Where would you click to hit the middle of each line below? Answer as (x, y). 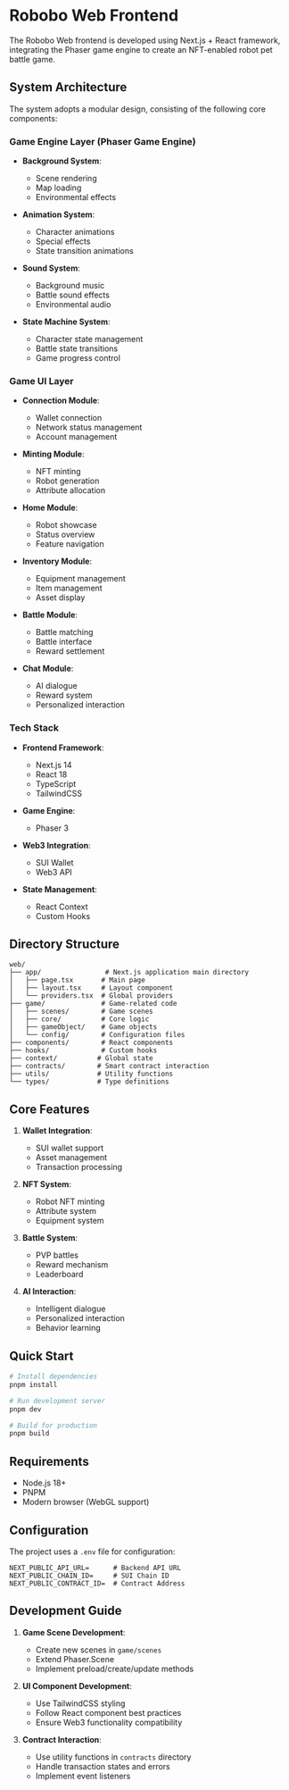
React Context (62, 907)
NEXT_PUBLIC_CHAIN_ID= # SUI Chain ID (89, 1576)
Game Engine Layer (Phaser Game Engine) (103, 141)
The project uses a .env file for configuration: (92, 1552)
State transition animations (84, 251)
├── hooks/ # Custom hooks (83, 1050)
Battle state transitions (77, 348)
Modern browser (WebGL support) (86, 1502)
